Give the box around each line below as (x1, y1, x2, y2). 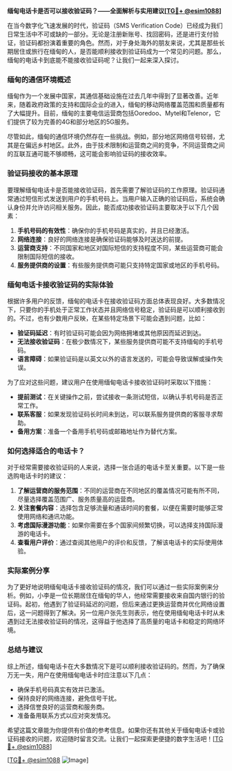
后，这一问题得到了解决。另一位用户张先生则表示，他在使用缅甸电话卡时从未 (7, 609, 225, 617)
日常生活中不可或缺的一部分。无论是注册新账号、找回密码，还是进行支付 (7, 30, 213, 38)
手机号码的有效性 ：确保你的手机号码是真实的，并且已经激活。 (17, 226, 193, 234)
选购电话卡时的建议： (7, 472, 68, 480)
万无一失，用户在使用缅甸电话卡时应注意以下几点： (7, 670, 153, 679)
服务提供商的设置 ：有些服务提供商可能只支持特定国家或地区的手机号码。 (17, 260, 223, 269)
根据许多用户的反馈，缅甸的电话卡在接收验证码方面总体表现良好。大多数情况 (7, 296, 225, 305)
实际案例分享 (7, 566, 50, 575)
